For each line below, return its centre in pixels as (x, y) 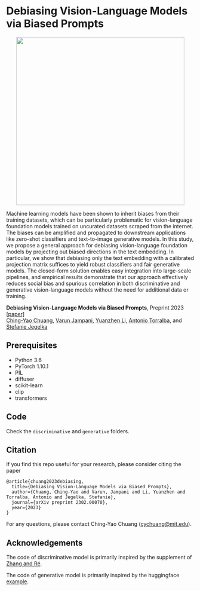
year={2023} (27, 508)
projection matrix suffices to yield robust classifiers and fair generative (93, 264)
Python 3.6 (28, 360)
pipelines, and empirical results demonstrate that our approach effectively (97, 277)
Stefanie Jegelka (27, 326)
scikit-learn (29, 385)
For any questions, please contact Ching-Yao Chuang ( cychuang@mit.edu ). (99, 524)
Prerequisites (32, 346)
